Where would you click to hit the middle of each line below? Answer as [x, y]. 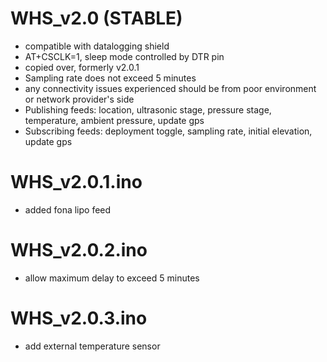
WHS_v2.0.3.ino [79, 318]
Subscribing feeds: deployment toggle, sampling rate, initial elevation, [168, 131]
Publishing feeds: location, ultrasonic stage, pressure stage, [148, 109]
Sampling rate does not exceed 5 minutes [110, 78]
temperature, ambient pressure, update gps [114, 120]
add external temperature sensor [92, 346]
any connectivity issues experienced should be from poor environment [170, 88]
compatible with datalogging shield [97, 46]
